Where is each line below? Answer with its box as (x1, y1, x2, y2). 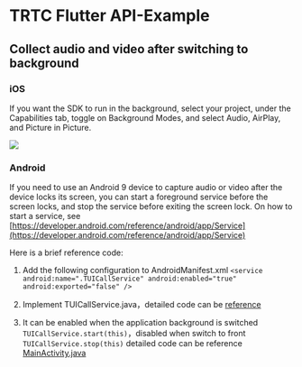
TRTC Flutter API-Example (9, 5, 210, 26)
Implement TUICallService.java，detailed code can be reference (22, 299, 261, 310)
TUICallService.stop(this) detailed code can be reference (22, 338, 243, 349)
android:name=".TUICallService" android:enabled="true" (22, 274, 237, 284)
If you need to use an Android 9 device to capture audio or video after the (9, 182, 283, 193)
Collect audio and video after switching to (9, 41, 249, 57)
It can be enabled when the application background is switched (22, 317, 259, 328)
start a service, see (9, 211, 81, 222)
